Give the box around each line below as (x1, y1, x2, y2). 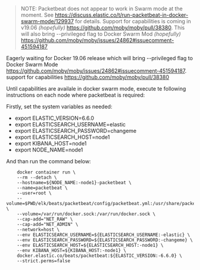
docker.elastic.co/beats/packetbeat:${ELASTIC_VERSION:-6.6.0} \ (17, 253, 183, 259)
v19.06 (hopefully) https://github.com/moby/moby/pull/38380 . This (20, 24, 185, 31)
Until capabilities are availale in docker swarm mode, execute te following (6, 85, 186, 92)
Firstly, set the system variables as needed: (6, 103, 112, 110)
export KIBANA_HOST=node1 (14, 140, 87, 147)
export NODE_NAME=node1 (14, 146, 83, 153)
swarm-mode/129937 (20, 18, 74, 24)
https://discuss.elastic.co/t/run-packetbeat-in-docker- (54, 11, 189, 18)
